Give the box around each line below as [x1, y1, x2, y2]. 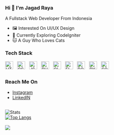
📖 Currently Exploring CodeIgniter [12, 32, 81, 38]
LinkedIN [12, 94, 30, 100]
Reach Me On [5, 78, 38, 85]
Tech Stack [5, 50, 33, 57]
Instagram [12, 89, 33, 95]
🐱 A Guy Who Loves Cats [12, 38, 65, 44]
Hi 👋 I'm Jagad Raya [5, 4, 54, 11]
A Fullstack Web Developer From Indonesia [5, 16, 92, 22]
